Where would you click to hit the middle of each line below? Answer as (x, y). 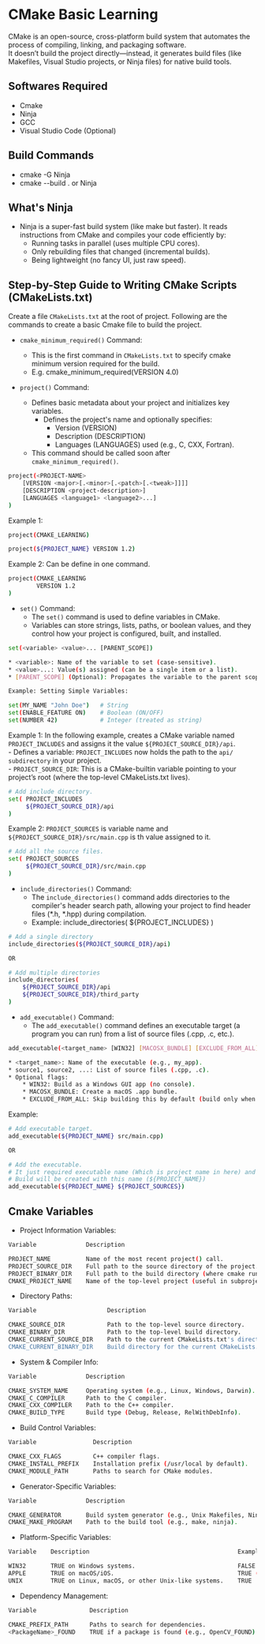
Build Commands (51, 156)
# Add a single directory (50, 936)
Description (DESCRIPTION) (100, 437)
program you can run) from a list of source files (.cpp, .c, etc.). (133, 1034)
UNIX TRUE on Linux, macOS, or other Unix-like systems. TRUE (130, 1581)
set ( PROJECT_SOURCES (44, 859)
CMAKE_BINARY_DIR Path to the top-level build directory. (125, 1332)
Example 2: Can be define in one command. (79, 564)
